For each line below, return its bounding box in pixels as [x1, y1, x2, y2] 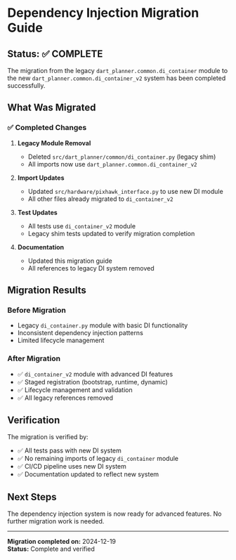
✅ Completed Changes [7, 123, 87, 133]
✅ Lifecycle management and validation [17, 385, 133, 394]
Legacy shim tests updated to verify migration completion [27, 229, 195, 237]
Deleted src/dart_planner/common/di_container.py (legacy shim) [27, 152, 216, 161]
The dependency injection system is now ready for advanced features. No [7, 509, 222, 518]
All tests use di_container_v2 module [27, 221, 136, 230]
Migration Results [7, 285, 86, 297]
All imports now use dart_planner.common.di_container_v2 [27, 159, 197, 168]
